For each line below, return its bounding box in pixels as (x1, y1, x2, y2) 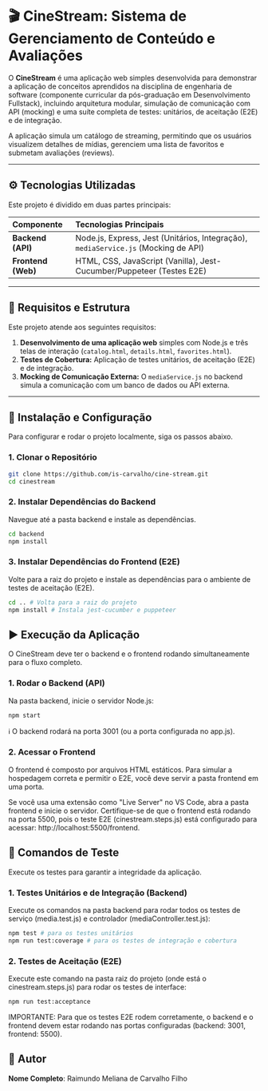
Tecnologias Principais (75, 218, 164, 229)
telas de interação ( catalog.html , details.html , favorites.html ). (19, 346, 232, 356)
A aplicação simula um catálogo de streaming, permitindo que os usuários (8, 130, 252, 141)
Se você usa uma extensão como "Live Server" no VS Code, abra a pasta (8, 797, 250, 806)
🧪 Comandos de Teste (8, 846, 120, 860)
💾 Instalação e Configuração (8, 410, 152, 424)
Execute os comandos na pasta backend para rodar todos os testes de (8, 905, 241, 914)
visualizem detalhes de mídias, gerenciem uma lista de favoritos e (8, 139, 225, 149)
